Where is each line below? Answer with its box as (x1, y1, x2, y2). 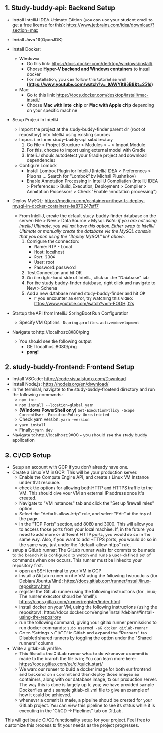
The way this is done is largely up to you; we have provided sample (19, 682, 154, 688)
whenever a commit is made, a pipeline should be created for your (19, 697, 152, 703)
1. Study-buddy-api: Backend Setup (5, 4, 115, 12)
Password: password (34, 264, 76, 270)
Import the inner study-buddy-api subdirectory (19, 137, 113, 142)
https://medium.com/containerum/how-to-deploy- (44, 198, 145, 204)
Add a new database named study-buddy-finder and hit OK (26, 290, 146, 296)
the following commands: (12, 391, 63, 397)
